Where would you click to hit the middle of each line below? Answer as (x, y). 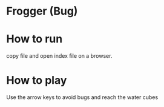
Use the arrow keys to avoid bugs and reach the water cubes (82, 97)
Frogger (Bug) (42, 11)
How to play (37, 81)
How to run (34, 39)
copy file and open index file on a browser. (59, 56)
